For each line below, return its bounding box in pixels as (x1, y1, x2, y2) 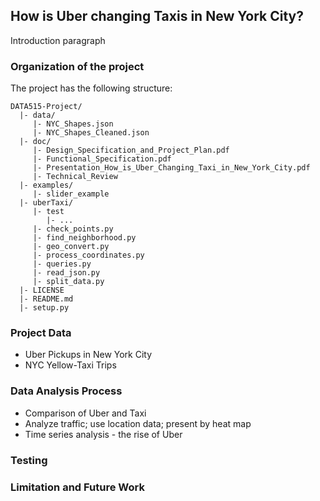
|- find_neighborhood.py (32, 233, 137, 243)
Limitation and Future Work (10, 480, 145, 494)
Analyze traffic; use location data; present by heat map (24, 417, 252, 429)
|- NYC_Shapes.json (32, 119, 114, 129)
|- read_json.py (32, 268, 101, 278)
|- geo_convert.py (32, 242, 110, 252)
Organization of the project (10, 59, 145, 73)
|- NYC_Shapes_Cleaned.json (32, 128, 150, 138)
